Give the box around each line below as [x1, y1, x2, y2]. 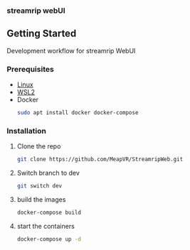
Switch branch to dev [16, 169, 80, 178]
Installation [6, 126, 47, 136]
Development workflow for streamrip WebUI [6, 46, 136, 55]
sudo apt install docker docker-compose [16, 109, 139, 116]
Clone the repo [16, 142, 61, 151]
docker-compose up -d [16, 235, 81, 243]
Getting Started [6, 28, 77, 40]
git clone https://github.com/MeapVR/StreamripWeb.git [16, 156, 184, 163]
